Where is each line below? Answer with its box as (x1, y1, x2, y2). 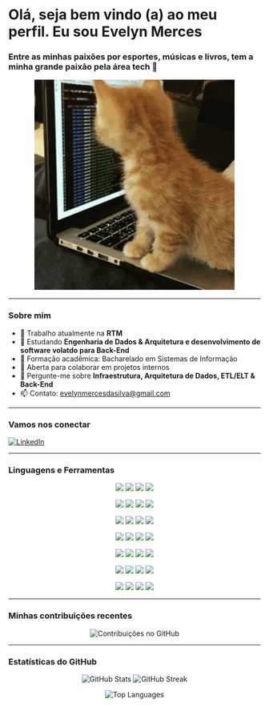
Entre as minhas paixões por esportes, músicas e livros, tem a (8, 51, 254, 62)
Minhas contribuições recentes (8, 610, 133, 621)
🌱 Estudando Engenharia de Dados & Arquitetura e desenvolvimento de (19, 336, 261, 346)
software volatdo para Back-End (19, 345, 130, 355)
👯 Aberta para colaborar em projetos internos (19, 362, 170, 372)
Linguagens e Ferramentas (8, 464, 114, 476)
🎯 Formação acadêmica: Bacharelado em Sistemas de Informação (19, 354, 238, 364)
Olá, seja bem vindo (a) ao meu (8, 6, 218, 24)
